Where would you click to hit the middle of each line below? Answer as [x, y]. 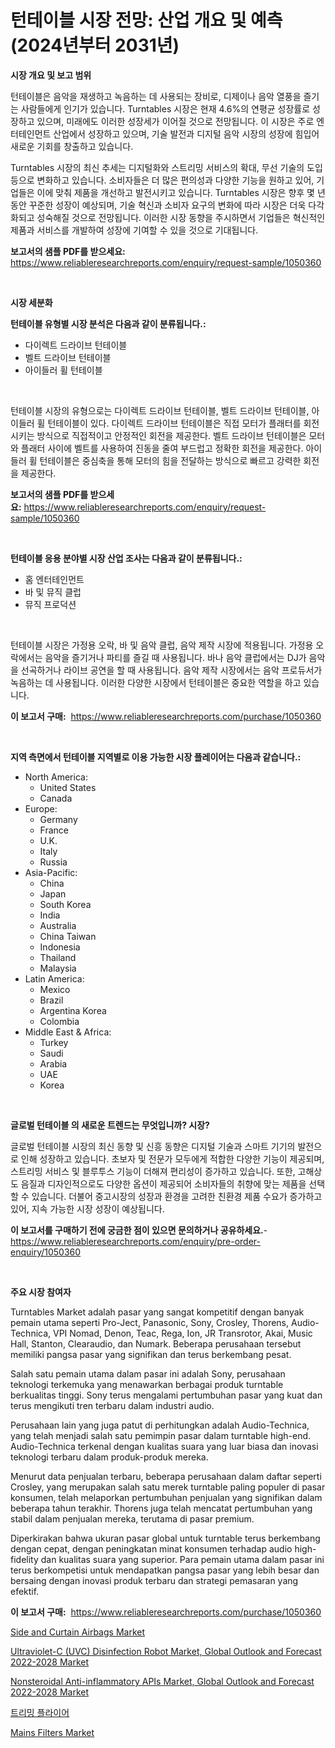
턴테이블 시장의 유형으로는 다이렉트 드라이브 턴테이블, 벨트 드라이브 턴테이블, [160, 410]
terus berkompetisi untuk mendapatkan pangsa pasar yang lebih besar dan [165, 1570]
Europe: [41, 808]
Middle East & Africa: [68, 1032]
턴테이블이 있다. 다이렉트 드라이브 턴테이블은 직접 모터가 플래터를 [174, 423]
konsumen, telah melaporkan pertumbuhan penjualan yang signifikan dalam [166, 1497]
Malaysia [58, 968]
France [54, 830]
